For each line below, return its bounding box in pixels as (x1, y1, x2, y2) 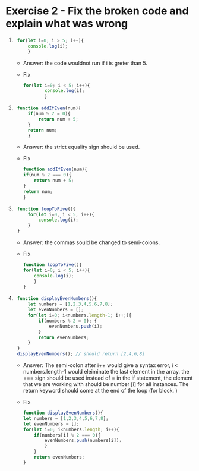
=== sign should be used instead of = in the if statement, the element (23, 374, 193, 381)
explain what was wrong (5, 17, 128, 30)
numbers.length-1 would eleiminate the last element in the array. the (23, 368, 189, 375)
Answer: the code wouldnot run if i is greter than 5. (23, 59, 148, 67)
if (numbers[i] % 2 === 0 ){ (34, 432, 101, 438)
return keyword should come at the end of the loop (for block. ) (23, 387, 178, 394)
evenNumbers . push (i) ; (49, 323, 103, 329)
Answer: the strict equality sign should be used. (23, 144, 140, 151)
